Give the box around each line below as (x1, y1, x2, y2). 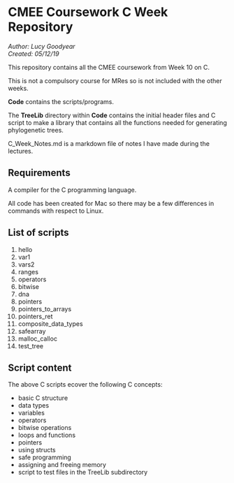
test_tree (17, 341, 44, 350)
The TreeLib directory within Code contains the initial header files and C (8, 111, 216, 119)
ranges (17, 267, 39, 276)
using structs (17, 446, 56, 454)
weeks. (8, 84, 29, 92)
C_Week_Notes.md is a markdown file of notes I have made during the (8, 139, 210, 147)
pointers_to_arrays (17, 304, 72, 313)
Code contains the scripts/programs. (8, 97, 115, 105)
